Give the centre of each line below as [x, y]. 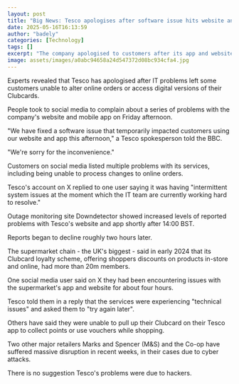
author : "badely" [33, 34]
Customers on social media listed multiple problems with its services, [108, 166]
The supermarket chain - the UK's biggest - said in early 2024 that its [109, 251]
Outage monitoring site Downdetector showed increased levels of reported [117, 216]
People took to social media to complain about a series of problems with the [118, 109]
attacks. [19, 359]
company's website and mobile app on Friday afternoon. [90, 117]
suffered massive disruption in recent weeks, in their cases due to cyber [113, 351]
